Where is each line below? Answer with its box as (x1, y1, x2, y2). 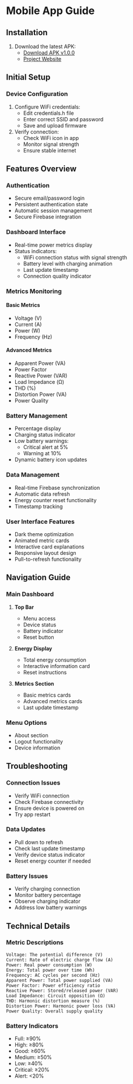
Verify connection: (14, 128, 60, 135)
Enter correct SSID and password (23, 115, 104, 122)
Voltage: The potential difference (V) (6, 952, 103, 957)
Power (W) (14, 327, 41, 334)
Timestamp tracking (14, 503, 63, 510)
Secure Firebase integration (14, 213, 82, 220)
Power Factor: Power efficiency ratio (6, 983, 100, 988)
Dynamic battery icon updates (14, 456, 87, 463)
